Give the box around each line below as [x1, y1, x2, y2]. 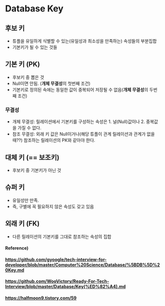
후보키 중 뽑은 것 [12, 74, 44, 80]
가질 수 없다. [17, 125, 41, 131]
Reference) [5, 245, 29, 251]
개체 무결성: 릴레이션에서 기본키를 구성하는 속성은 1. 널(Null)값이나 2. [12, 119, 145, 124]
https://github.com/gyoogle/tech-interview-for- [5, 256, 107, 262]
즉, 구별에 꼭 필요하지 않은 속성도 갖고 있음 [12, 203, 94, 209]
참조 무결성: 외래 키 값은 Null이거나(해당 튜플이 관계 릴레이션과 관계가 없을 [12, 131, 155, 137]
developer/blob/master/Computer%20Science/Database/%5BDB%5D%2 [5, 261, 160, 268]
